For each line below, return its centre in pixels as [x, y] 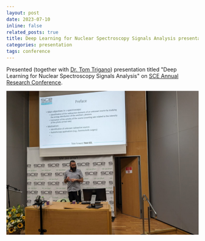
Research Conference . [34, 82]
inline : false [24, 26]
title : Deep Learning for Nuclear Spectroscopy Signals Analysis [91, 39]
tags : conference [28, 52]
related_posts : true [33, 32]
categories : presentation [39, 45]
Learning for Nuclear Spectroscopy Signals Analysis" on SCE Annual [92, 75]
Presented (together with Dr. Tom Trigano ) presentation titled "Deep [92, 69]
